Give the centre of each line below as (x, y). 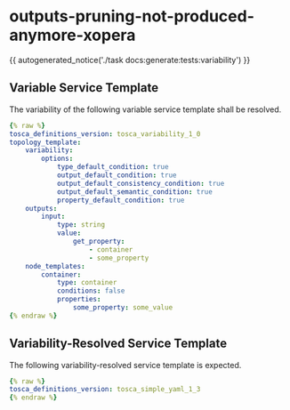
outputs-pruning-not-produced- (132, 16)
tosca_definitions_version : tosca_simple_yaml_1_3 (105, 390)
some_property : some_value (123, 308)
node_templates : (56, 266)
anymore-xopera (72, 35)
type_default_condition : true (113, 167)
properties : (79, 300)
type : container (87, 283)
